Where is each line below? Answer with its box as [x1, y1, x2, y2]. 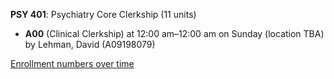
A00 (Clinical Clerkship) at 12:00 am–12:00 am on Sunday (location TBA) [24, 28, 325, 39]
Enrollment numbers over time [10, 58, 135, 69]
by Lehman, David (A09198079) [24, 39, 156, 50]
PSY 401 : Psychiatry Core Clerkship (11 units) [10, 9, 197, 20]
